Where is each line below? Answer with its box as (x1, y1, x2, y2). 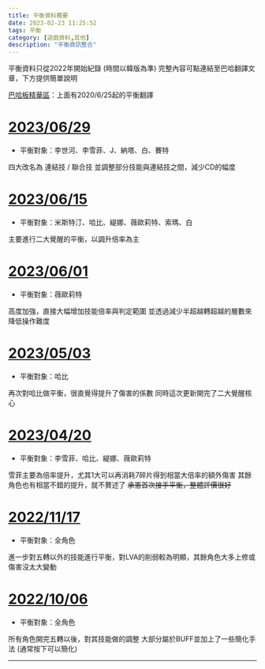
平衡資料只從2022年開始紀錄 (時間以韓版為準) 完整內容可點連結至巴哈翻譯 (8, 64, 248, 73)
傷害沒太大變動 (8, 562, 57, 571)
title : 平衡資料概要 (8, 11, 69, 20)
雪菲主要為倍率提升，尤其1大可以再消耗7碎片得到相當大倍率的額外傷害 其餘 (8, 470, 252, 479)
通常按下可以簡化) (19, 644, 78, 653)
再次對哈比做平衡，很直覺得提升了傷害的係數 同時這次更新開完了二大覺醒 (8, 388, 245, 397)
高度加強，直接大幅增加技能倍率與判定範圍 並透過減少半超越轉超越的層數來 (8, 306, 252, 316)
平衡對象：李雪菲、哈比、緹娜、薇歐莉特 (19, 453, 151, 463)
